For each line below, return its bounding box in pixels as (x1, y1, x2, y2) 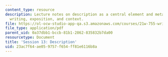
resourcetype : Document (5, 35, 55, 40)
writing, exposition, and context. (9, 16, 84, 21)
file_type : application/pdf (5, 26, 64, 31)
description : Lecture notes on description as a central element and (5, 12, 153, 17)
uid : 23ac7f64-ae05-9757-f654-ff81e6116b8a (5, 44, 97, 49)
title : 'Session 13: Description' (5, 40, 77, 45)
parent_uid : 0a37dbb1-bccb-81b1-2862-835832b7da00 (5, 30, 113, 35)
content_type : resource (5, 7, 55, 12)
